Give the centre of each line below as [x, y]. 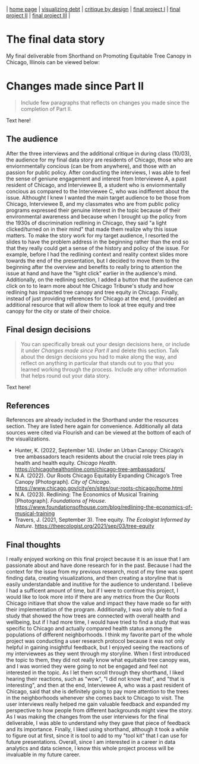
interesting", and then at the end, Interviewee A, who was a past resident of [98, 685]
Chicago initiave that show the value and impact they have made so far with [99, 603]
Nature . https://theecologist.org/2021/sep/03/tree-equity [84, 526]
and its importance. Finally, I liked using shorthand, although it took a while [97, 730]
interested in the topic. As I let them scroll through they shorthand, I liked [95, 673]
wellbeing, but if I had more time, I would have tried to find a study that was [98, 622]
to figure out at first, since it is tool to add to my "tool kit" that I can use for [97, 736]
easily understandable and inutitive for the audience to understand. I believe [99, 584]
